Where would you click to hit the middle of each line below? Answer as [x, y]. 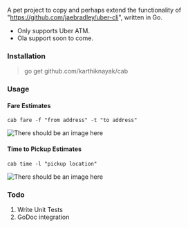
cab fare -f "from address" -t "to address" [72, 121]
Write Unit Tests [40, 209]
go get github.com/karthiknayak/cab [76, 71]
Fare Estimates [29, 105]
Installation [27, 56]
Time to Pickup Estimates [44, 149]
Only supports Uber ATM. [54, 31]
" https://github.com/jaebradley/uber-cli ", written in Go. [85, 17]
